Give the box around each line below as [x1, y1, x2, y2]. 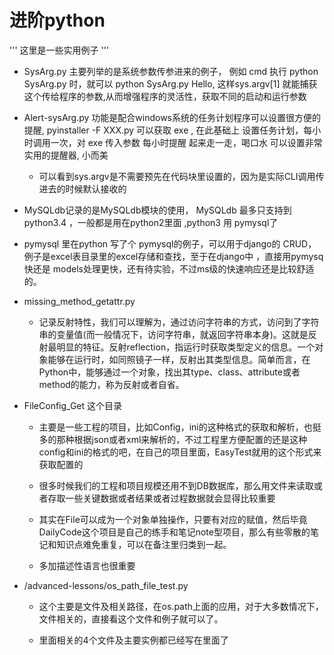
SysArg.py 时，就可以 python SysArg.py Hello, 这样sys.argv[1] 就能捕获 [23, 77, 318, 90]
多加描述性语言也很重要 [38, 559, 136, 571]
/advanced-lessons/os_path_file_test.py [23, 579, 189, 591]
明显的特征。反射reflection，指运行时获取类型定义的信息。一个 [56, 341, 316, 353]
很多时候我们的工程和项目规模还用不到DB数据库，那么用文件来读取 [38, 479, 314, 491]
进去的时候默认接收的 [38, 182, 127, 195]
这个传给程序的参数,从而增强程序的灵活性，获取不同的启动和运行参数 [23, 90, 307, 102]
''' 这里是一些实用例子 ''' [9, 44, 110, 56]
